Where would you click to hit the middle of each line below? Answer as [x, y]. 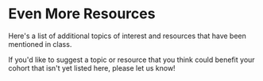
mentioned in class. [40, 44]
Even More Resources [82, 14]
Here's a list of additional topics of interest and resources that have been [127, 36]
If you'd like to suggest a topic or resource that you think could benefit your [132, 60]
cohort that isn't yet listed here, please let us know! [92, 67]
